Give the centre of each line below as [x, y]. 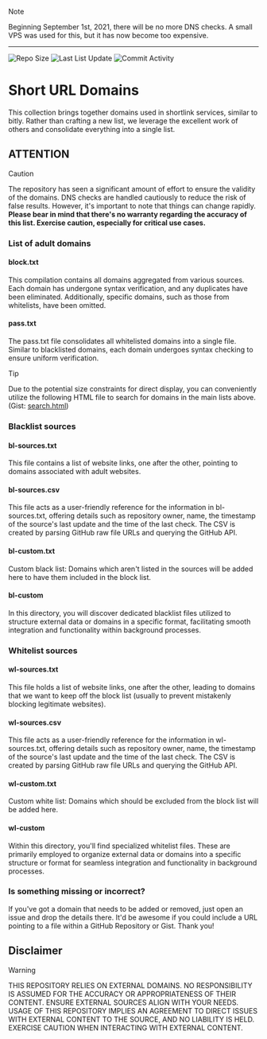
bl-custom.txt [32, 551]
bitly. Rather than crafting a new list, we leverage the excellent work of [123, 121]
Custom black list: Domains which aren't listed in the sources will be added [131, 569]
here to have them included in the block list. [80, 577]
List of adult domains [50, 243]
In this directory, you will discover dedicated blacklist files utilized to [120, 613]
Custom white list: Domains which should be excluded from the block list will [133, 801]
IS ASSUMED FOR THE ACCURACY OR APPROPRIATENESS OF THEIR [122, 994]
